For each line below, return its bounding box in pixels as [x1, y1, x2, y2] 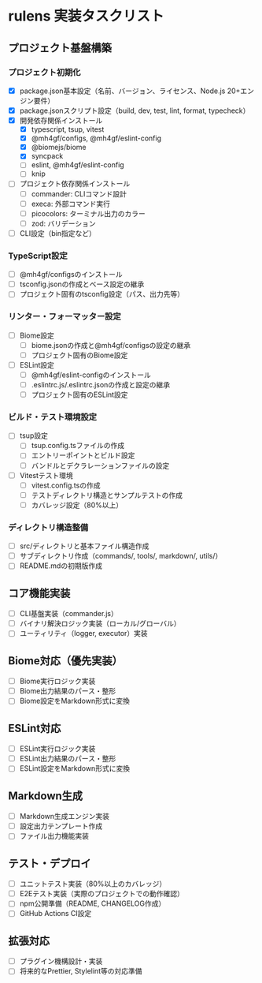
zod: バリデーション [31, 219, 96, 228]
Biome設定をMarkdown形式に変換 [19, 696, 130, 706]
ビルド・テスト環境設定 [8, 411, 97, 422]
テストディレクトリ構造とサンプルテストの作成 [31, 490, 183, 499]
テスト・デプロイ [8, 857, 91, 870]
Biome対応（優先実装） [8, 654, 124, 667]
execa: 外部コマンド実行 [31, 199, 110, 208]
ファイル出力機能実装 [19, 832, 89, 841]
